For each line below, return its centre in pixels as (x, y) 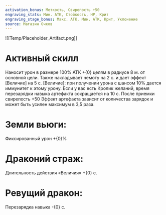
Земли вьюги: (36, 125)
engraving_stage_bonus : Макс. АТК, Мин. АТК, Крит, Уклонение (71, 19)
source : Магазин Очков (29, 24)
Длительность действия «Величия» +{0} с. (51, 173)
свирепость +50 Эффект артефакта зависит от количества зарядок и (79, 99)
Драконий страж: (44, 159)
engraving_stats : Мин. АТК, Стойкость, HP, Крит (57, 15)
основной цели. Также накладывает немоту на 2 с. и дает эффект (76, 78)
